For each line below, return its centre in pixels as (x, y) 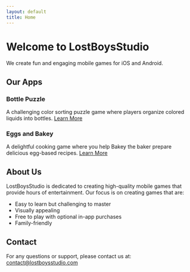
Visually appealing (37, 211)
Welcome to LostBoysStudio (78, 47)
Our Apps (24, 82)
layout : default (26, 12)
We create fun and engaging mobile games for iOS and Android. (85, 63)
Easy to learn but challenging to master (63, 204)
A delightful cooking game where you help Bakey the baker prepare (89, 147)
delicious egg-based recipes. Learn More (57, 153)
